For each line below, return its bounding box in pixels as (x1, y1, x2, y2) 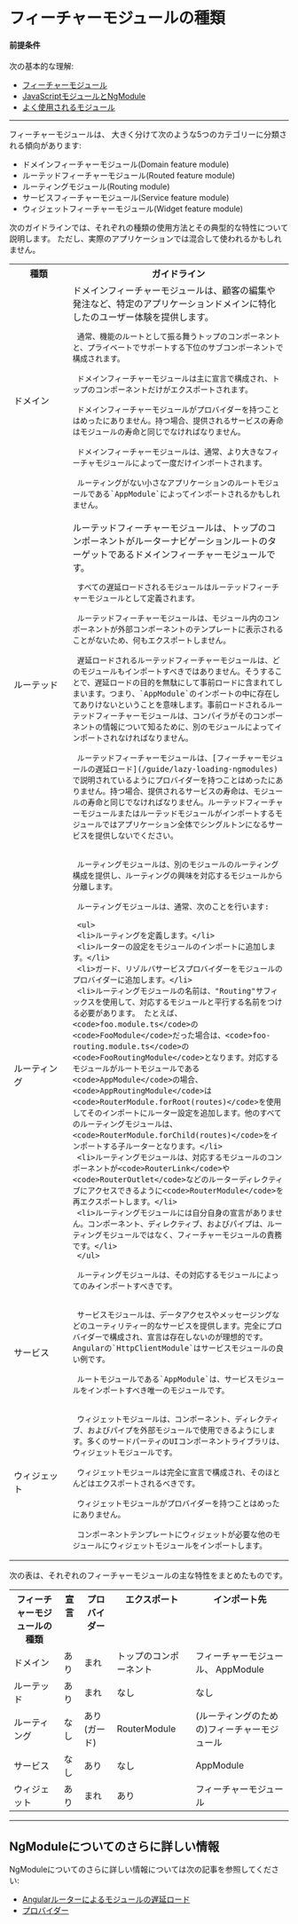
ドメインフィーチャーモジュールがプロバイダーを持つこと (76, 405, 280, 415)
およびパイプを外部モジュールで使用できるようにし (87, 1425, 268, 1436)
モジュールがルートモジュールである (72, 1064, 200, 1074)
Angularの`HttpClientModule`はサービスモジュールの (72, 1344, 277, 1353)
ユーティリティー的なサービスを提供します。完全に (87, 1321, 268, 1331)
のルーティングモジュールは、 (72, 1119, 177, 1130)
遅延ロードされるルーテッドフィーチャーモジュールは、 (76, 656, 273, 666)
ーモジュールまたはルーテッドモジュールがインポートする (72, 808, 276, 819)
